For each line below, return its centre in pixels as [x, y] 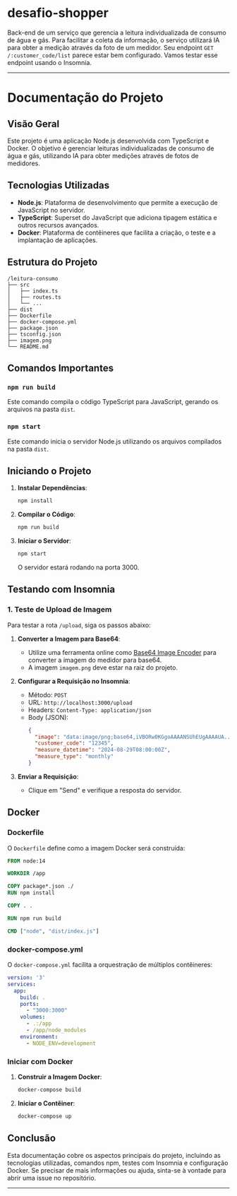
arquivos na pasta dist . [41, 409]
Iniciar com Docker [40, 1061]
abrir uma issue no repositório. [52, 1178]
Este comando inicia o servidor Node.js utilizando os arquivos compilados [115, 441]
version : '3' [26, 978]
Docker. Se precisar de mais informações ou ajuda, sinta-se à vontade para [117, 1170]
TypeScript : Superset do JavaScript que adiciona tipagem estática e [117, 218]
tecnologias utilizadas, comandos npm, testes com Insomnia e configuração [118, 1163]
